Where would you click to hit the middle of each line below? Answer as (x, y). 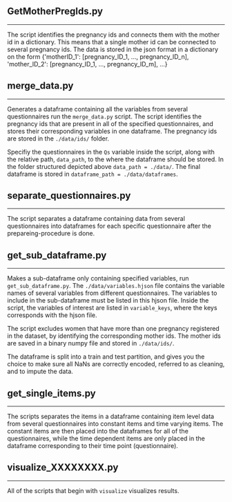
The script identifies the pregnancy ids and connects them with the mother (113, 35)
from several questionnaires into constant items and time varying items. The (115, 424)
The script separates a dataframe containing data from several (96, 219)
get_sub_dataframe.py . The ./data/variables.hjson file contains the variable (116, 286)
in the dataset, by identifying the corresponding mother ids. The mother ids (114, 336)
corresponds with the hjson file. (52, 315)
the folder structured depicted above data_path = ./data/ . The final (104, 166)
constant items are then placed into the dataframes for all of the (98, 431)
